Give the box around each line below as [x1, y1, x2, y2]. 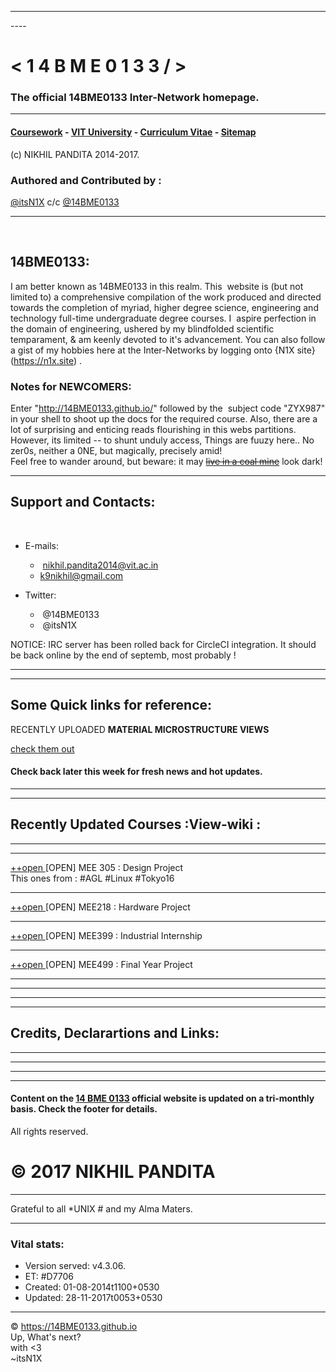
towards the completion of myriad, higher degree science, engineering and [10, 301, 319, 313]
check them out [10, 742, 75, 755]
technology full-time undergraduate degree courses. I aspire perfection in [10, 312, 317, 324]
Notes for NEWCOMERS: [10, 379, 132, 393]
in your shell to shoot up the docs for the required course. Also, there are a [10, 413, 318, 425]
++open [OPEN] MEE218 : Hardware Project [10, 901, 191, 913]
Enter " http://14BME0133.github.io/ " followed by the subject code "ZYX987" [10, 402, 326, 415]
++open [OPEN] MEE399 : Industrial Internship [10, 929, 203, 941]
